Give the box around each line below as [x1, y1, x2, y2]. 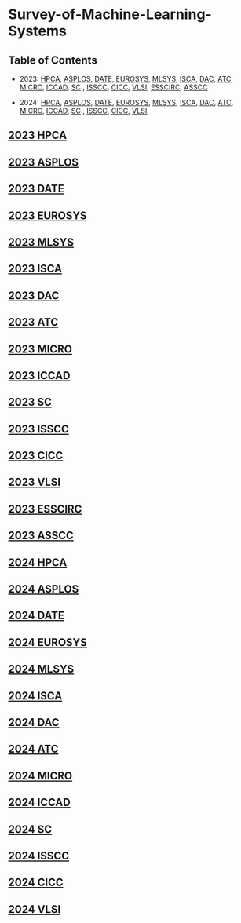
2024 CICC [8, 876, 64, 889]
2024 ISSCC [8, 849, 69, 863]
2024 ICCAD [8, 796, 71, 809]
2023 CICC [8, 449, 64, 462]
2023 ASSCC [8, 529, 75, 542]
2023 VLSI [8, 476, 61, 489]
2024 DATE [8, 609, 65, 622]
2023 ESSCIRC [8, 502, 82, 516]
